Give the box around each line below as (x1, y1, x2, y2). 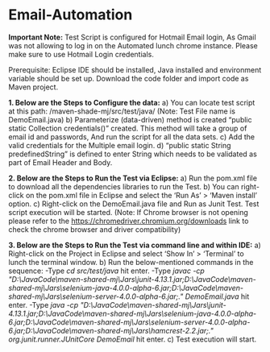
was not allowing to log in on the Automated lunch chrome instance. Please (8, 40, 258, 50)
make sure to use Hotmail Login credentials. (8, 49, 155, 59)
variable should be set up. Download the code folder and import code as (8, 73, 249, 83)
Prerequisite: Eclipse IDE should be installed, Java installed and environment (8, 64, 262, 74)
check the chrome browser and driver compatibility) (8, 224, 181, 234)
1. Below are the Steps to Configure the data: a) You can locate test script (8, 97, 255, 107)
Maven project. (8, 82, 59, 92)
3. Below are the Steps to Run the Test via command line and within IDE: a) (8, 240, 262, 250)
